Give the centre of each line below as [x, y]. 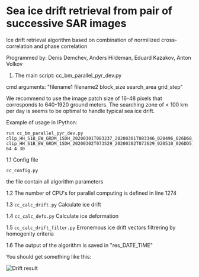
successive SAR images [66, 23]
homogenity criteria [30, 233]
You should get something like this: [49, 256]
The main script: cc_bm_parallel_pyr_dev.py [68, 75]
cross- [169, 40]
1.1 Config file [22, 160]
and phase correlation [60, 46]
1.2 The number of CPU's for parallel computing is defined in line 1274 [91, 193]
